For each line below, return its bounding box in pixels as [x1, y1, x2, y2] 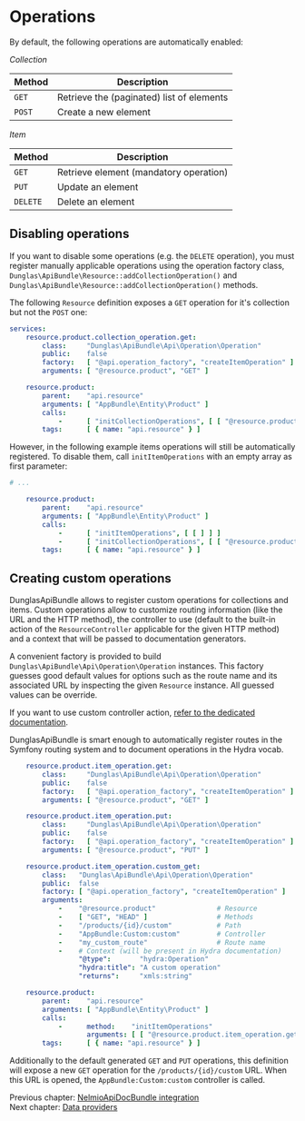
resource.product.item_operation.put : [25, 811, 172, 821]
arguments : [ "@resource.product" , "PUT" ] [42, 845, 209, 855]
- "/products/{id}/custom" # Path [57, 920, 242, 930]
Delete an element [57, 195, 135, 208]
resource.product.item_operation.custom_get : [25, 861, 202, 871]
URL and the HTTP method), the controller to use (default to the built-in [9, 614, 276, 625]
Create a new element [57, 105, 152, 118]
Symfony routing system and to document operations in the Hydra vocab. [9, 744, 284, 755]
